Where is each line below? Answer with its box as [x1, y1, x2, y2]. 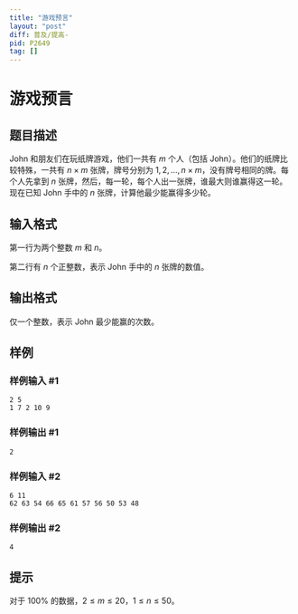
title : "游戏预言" [9, 13, 74, 23]
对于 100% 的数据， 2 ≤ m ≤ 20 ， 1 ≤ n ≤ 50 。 [9, 595, 180, 607]
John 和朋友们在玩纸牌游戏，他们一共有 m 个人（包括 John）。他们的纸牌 [9, 153, 280, 164]
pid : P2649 [9, 38, 51, 48]
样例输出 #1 [9, 427, 59, 439]
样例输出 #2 [9, 522, 61, 534]
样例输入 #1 [9, 375, 59, 388]
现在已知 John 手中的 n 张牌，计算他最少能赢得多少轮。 [9, 187, 216, 198]
